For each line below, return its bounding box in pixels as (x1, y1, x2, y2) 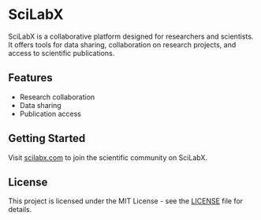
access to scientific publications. (8, 48, 115, 58)
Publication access (19, 109, 81, 118)
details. (8, 205, 32, 214)
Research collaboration (19, 92, 95, 102)
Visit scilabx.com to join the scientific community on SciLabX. (8, 152, 207, 162)
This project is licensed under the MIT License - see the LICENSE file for (8, 196, 243, 206)
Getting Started (8, 132, 86, 145)
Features (8, 71, 53, 84)
